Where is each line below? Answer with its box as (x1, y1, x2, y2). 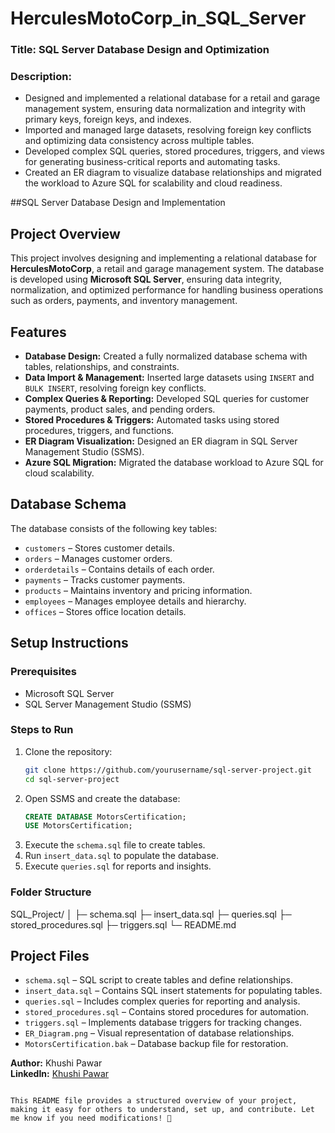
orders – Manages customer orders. (24, 552, 173, 564)
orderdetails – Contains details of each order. (24, 563, 215, 575)
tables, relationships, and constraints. (24, 361, 180, 373)
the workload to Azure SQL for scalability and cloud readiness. (24, 177, 283, 189)
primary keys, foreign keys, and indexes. (24, 113, 192, 126)
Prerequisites (10, 665, 77, 679)
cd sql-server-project (24, 774, 120, 784)
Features (10, 323, 67, 341)
